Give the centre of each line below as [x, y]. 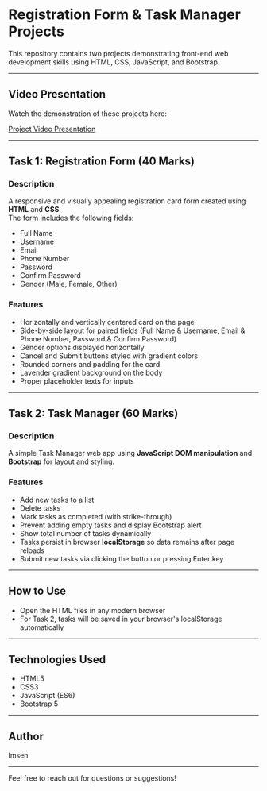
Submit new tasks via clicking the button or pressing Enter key [122, 558]
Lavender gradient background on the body [91, 372]
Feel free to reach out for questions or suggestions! [93, 778]
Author [26, 736]
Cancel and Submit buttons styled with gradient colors [109, 356]
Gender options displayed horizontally [82, 347]
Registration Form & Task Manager [124, 15]
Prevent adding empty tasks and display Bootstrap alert [110, 525]
